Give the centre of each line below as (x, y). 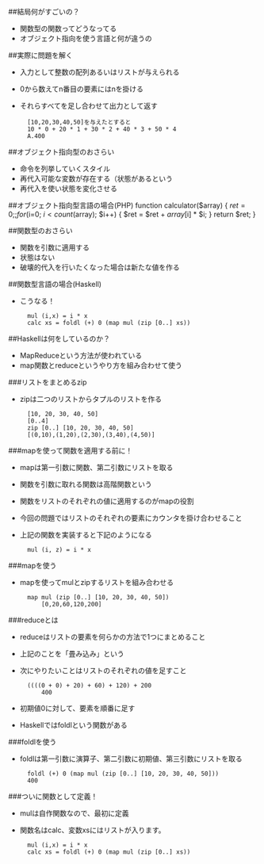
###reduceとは (33, 620)
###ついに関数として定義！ (53, 796)
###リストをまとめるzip (48, 382)
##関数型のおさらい (40, 231)
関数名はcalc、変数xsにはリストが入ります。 (92, 830)
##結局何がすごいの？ (44, 11)
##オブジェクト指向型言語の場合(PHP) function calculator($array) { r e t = (127, 205)
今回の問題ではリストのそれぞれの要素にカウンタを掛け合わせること (131, 518)
